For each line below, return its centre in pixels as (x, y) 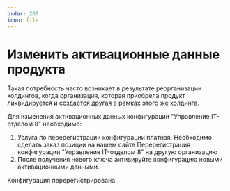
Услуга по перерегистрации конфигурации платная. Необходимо (115, 138)
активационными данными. (58, 167)
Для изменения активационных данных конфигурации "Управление (109, 117)
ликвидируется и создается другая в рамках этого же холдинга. (103, 103)
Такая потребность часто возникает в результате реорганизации (105, 88)
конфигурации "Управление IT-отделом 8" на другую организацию (117, 152)
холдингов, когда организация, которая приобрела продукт (97, 96)
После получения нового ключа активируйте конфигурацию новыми (120, 160)
